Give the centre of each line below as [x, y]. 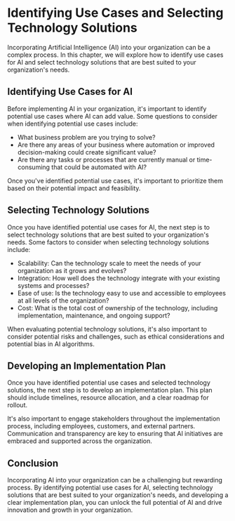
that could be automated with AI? [99, 167]
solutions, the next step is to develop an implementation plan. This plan [110, 390]
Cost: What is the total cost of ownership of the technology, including [117, 308]
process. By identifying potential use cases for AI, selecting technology [110, 488]
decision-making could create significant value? [87, 152]
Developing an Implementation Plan [87, 365]
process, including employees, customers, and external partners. [101, 426]
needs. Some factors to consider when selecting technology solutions [108, 242]
